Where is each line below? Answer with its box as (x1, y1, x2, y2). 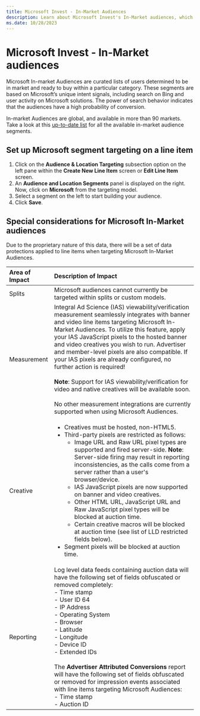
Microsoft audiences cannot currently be (54, 285, 168, 294)
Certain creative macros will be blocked (74, 520, 185, 528)
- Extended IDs (54, 647, 97, 656)
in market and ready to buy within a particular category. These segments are (6, 84, 194, 91)
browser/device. (74, 475, 120, 484)
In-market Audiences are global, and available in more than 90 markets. (6, 115, 182, 122)
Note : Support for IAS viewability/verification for (54, 377, 189, 386)
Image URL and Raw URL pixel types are (74, 438, 187, 446)
